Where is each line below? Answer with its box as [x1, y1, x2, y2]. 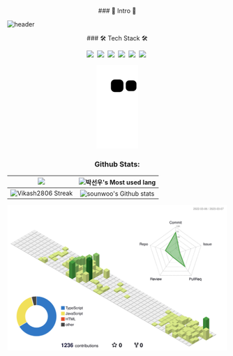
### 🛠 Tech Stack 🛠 [87, 34, 148, 42]
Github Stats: [93, 159, 141, 169]
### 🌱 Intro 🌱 [98, 7, 137, 15]
